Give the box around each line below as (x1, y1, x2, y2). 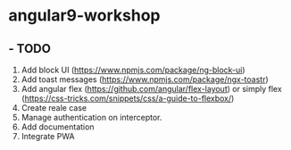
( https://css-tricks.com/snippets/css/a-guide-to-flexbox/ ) (21, 93, 235, 104)
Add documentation (21, 121, 95, 132)
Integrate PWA (21, 131, 75, 141)
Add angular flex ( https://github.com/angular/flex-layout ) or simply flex (21, 84, 282, 94)
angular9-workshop (8, 5, 161, 26)
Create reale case (21, 103, 87, 112)
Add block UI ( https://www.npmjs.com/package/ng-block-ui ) (21, 64, 246, 75)
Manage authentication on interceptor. (21, 112, 162, 122)
